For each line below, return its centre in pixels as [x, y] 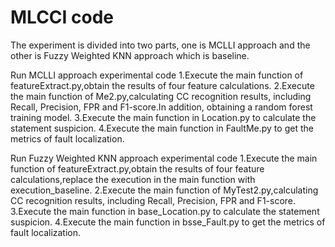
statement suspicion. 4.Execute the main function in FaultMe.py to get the [162, 128]
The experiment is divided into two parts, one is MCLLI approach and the [160, 45]
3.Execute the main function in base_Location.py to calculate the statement [165, 211]
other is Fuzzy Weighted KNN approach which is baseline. [130, 55]
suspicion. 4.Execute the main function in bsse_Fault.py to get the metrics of [168, 222]
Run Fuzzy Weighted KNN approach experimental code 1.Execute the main [164, 158]
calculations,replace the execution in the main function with [133, 179]
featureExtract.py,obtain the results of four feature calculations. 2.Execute [162, 85]
